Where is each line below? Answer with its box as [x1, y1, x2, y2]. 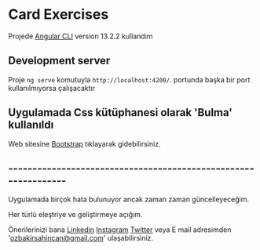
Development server [8, 54, 111, 67]
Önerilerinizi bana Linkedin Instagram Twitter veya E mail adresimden [8, 225, 232, 234]
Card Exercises [8, 5, 109, 24]
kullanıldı [8, 118, 54, 132]
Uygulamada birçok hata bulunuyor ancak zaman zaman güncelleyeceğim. [8, 194, 250, 205]
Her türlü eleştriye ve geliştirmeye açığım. [8, 210, 143, 219]
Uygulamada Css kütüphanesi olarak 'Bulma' [8, 106, 233, 119]
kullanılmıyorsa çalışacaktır [8, 83, 96, 92]
